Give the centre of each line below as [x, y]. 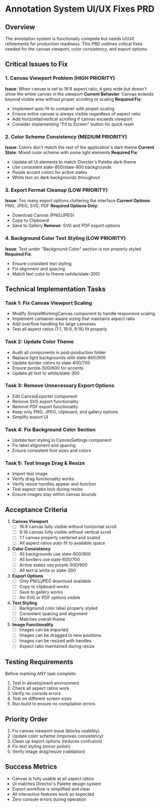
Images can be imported [44, 630]
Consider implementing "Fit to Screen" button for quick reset [73, 124]
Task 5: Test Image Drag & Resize [45, 463]
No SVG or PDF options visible [50, 597]
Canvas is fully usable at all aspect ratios [53, 778]
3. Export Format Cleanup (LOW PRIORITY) [56, 190]
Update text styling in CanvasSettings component [62, 440]
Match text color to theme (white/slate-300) [56, 274]
